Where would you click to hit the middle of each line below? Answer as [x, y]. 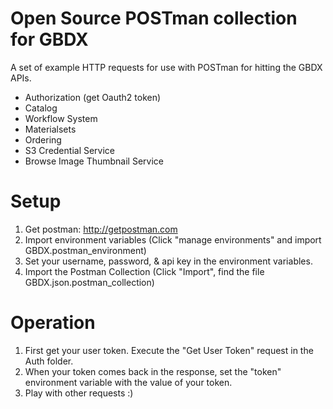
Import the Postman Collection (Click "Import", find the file [144, 271]
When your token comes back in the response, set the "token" [153, 371]
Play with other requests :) [79, 393]
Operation [53, 323]
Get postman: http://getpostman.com [101, 229]
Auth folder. [49, 361]
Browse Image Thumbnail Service [94, 161]
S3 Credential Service [70, 150]
